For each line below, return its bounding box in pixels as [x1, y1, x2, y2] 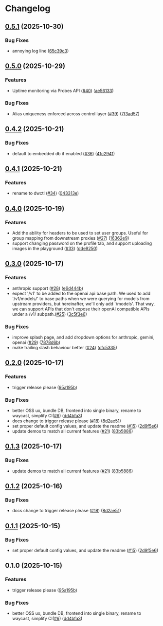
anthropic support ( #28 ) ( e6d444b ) [12, 285, 84, 291]
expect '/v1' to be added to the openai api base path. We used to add [12, 290, 151, 296]
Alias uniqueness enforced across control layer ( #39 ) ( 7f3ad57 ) [12, 110, 140, 117]
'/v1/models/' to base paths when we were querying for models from [12, 295, 150, 302]
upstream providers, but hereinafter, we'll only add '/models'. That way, [12, 301, 155, 306]
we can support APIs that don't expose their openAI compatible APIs [12, 306, 150, 312]
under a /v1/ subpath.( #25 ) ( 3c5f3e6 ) [12, 311, 88, 317]
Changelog [5, 3, 51, 14]
